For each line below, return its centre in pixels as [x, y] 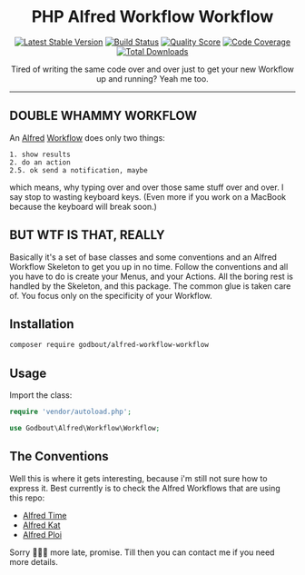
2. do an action [40, 162]
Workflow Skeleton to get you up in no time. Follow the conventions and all [149, 266]
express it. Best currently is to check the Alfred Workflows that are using [145, 488]
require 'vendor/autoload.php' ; [70, 412]
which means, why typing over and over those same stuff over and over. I [147, 187]
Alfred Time [44, 515]
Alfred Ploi [42, 534]
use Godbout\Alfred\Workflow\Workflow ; [85, 428]
